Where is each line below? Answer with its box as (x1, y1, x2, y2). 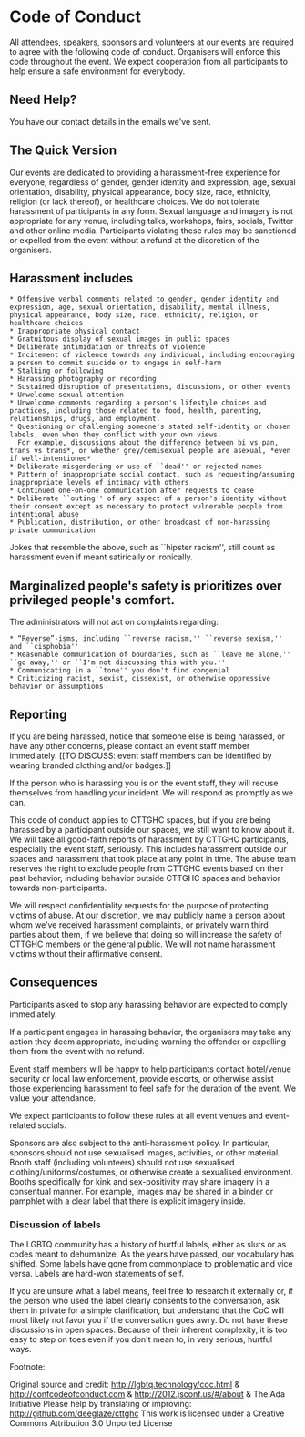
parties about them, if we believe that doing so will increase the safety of (9, 929, 282, 939)
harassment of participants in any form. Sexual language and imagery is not (9, 205, 294, 216)
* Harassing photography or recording (9, 375, 157, 384)
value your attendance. (9, 1092, 97, 1103)
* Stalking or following (9, 366, 104, 375)
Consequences (9, 975, 98, 991)
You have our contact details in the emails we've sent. (9, 116, 212, 127)
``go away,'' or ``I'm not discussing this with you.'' (9, 658, 226, 667)
